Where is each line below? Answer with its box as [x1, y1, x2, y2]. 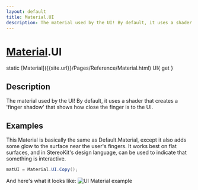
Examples [6, 120, 43, 130]
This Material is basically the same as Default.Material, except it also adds [6, 136, 187, 143]
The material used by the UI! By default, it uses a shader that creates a [6, 97, 178, 104]
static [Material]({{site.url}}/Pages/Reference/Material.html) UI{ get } [6, 64, 174, 71]
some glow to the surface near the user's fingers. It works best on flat [6, 142, 177, 149]
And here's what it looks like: [6, 177, 76, 184]
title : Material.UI [6, 14, 55, 20]
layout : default [6, 8, 46, 15]
